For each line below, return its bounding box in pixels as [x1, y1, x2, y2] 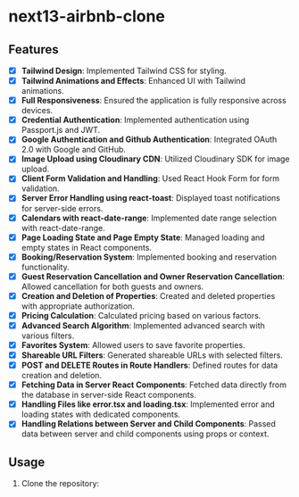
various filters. [21, 330, 75, 341]
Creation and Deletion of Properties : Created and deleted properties [21, 290, 276, 301]
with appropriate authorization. [21, 301, 136, 311]
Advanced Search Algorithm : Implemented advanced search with [21, 319, 265, 331]
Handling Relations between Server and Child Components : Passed [21, 418, 276, 429]
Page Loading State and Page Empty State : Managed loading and [21, 232, 265, 243]
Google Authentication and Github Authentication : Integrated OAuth [21, 134, 278, 145]
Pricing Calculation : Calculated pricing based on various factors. [21, 310, 262, 320]
